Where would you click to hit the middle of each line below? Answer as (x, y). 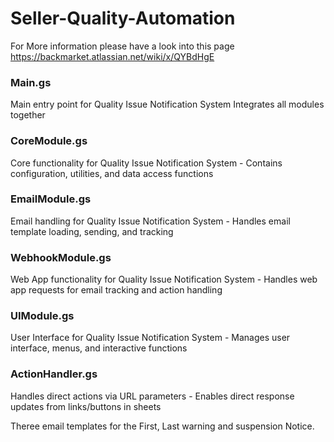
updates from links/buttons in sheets (86, 406)
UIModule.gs (42, 316)
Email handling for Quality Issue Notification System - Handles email (150, 221)
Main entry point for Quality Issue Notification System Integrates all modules (167, 104)
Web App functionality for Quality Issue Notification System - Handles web (164, 279)
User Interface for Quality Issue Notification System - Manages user (150, 338)
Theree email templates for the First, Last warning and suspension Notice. (162, 426)
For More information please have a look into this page (122, 46)
